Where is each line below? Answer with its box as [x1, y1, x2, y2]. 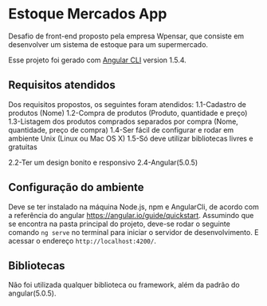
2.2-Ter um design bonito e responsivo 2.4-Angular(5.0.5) [8, 157, 198, 167]
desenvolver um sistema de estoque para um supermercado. [8, 39, 209, 49]
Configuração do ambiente [8, 181, 145, 194]
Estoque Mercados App [8, 5, 167, 23]
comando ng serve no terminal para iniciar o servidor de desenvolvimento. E [8, 227, 259, 236]
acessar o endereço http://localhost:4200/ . [8, 236, 157, 245]
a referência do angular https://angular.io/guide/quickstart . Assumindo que [8, 210, 254, 220]
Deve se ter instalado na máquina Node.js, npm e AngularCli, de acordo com [8, 201, 259, 212]
